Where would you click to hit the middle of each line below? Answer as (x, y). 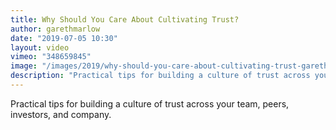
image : (24, 66)
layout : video (40, 47)
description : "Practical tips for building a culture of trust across (160, 76)
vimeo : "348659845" (51, 57)
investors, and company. (61, 114)
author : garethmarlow (55, 29)
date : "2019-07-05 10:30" (64, 38)
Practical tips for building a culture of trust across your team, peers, (150, 103)
